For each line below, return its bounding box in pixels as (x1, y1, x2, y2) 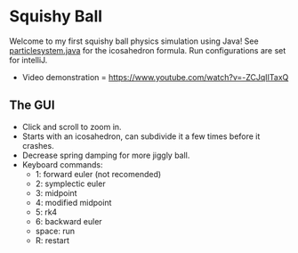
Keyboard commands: (21, 159, 104, 170)
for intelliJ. (9, 54, 48, 65)
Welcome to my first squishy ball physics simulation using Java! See (9, 36, 260, 46)
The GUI (9, 98, 55, 113)
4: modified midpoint (35, 197, 112, 208)
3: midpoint (35, 187, 77, 198)
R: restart (35, 234, 69, 246)
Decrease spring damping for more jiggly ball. (21, 150, 190, 160)
